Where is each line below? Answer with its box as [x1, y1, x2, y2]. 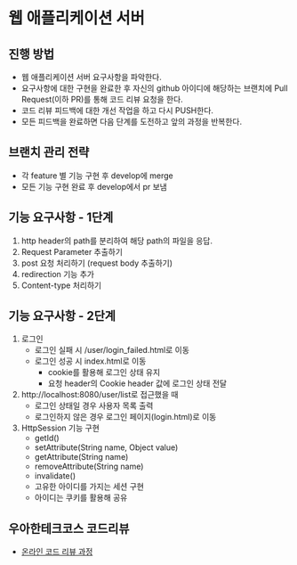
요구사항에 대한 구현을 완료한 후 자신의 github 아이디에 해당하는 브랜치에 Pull [20, 83, 288, 94]
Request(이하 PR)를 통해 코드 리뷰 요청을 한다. [20, 94, 183, 104]
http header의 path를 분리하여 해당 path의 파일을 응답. [20, 235, 213, 246]
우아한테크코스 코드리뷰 [8, 520, 130, 536]
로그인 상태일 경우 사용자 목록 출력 [34, 400, 154, 411]
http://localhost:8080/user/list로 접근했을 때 [20, 389, 179, 400]
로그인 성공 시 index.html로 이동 [34, 356, 147, 366]
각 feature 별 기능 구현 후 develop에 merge [20, 170, 174, 181]
